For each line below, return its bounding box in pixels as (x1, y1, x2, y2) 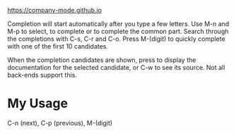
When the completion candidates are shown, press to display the (7, 56, 196, 64)
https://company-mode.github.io (7, 6, 102, 14)
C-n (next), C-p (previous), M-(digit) (7, 118, 113, 127)
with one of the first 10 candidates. (7, 42, 108, 50)
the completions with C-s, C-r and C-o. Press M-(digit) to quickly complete (7, 35, 225, 43)
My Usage (7, 95, 69, 111)
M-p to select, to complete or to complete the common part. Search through (7, 28, 229, 35)
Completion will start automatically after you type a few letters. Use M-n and (7, 20, 230, 28)
